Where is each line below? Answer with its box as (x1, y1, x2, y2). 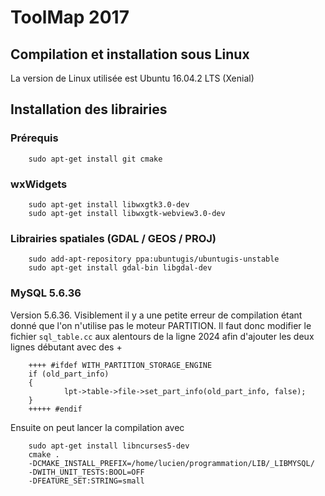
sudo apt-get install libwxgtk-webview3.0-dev (28, 208, 226, 218)
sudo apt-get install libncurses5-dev (28, 441, 190, 451)
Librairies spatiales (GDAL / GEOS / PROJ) (10, 231, 217, 245)
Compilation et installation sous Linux (10, 46, 250, 63)
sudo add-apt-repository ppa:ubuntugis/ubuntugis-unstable (28, 254, 280, 265)
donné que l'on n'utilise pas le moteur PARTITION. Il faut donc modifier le (10, 319, 312, 331)
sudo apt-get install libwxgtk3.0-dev (28, 199, 190, 210)
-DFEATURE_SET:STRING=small (28, 476, 145, 486)
